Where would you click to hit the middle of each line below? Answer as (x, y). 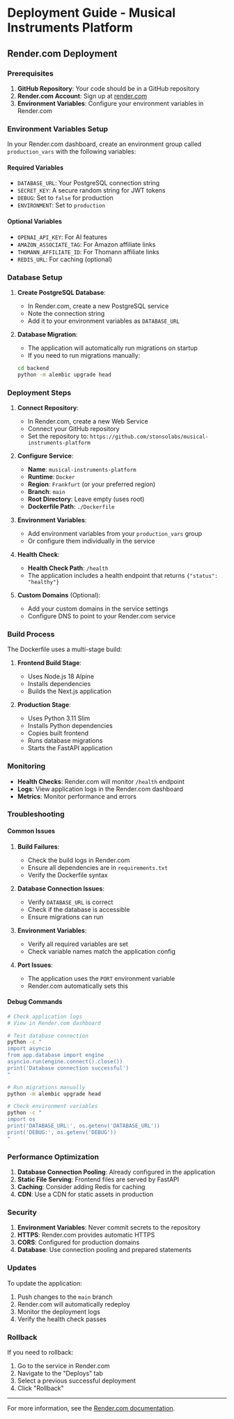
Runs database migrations (65, 741)
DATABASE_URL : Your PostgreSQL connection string (88, 183)
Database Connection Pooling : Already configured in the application (116, 1172)
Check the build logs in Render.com (79, 860)
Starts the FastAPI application (70, 748)
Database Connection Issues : (61, 888)
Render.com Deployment (62, 53)
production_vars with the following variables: (72, 152)
